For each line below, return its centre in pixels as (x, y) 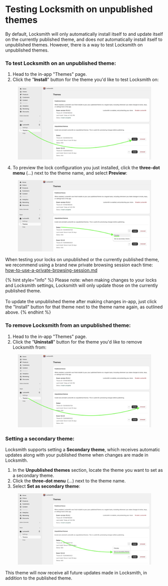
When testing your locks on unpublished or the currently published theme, (82, 260)
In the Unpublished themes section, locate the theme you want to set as (88, 470)
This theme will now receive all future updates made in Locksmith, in (76, 572)
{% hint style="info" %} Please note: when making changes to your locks (81, 280)
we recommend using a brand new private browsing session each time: (79, 265)
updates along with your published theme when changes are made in (77, 455)
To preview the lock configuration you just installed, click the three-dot (86, 168)
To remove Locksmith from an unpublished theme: (68, 325)
